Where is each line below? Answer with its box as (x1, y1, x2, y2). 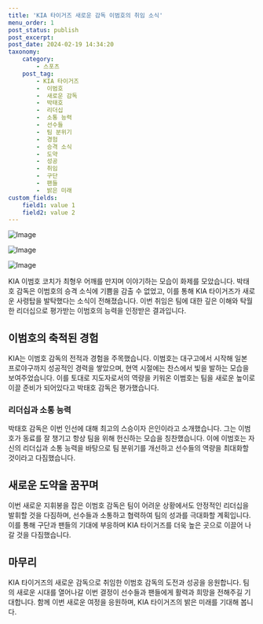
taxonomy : (8, 48, 41, 56)
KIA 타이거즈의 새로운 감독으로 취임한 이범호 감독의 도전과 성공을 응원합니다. (8, 578, 242, 587)
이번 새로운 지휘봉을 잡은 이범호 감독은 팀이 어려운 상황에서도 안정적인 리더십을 (8, 501, 250, 510)
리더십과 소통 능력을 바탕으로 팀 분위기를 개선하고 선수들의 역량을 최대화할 (22, 443, 250, 453)
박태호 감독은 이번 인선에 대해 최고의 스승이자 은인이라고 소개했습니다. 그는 (8, 424, 237, 433)
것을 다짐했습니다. (16, 531, 71, 540)
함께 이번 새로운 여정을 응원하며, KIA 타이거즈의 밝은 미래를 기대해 (37, 597, 239, 607)
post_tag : (22, 70, 55, 78)
